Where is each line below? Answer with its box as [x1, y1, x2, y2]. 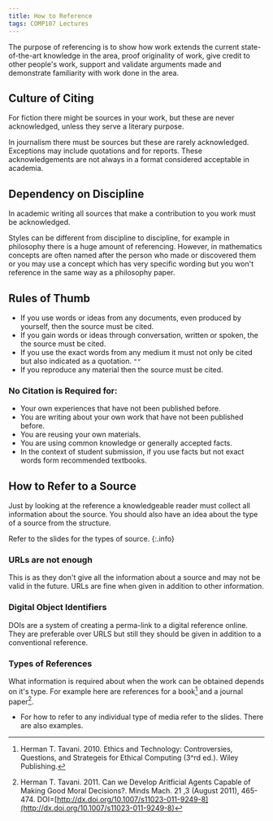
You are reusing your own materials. [19, 429, 141, 440]
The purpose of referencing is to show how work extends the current [8, 42, 240, 51]
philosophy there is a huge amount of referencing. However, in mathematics [8, 242, 262, 252]
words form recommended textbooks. [19, 455, 148, 465]
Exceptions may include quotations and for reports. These [8, 146, 203, 156]
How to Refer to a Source [8, 479, 136, 493]
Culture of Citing [8, 91, 95, 105]
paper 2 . [8, 695, 34, 706]
